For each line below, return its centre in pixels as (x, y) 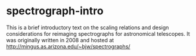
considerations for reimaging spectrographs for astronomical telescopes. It (98, 33)
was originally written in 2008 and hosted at (60, 40)
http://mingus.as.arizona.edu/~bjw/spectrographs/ (68, 46)
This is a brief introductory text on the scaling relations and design (88, 27)
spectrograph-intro (55, 11)
